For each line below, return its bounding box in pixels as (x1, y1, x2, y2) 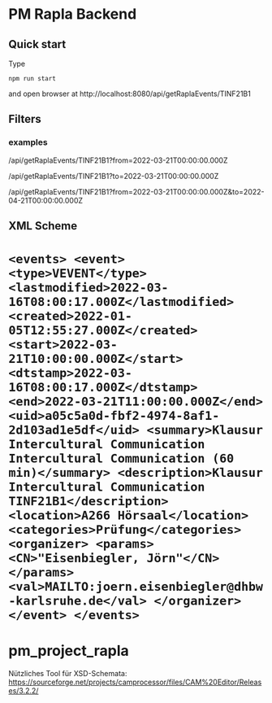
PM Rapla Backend (8, 5, 137, 24)
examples (8, 137, 48, 148)
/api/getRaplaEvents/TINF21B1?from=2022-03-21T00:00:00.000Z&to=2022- (8, 186, 265, 196)
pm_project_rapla (8, 642, 130, 660)
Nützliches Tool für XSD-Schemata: (8, 669, 127, 679)
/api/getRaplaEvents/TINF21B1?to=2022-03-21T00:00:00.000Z (8, 171, 219, 181)
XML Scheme (8, 219, 78, 233)
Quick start (8, 37, 67, 51)
